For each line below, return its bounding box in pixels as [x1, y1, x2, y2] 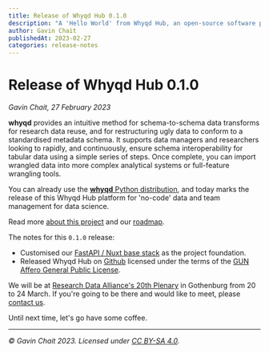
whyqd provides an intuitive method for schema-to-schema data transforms [8, 118, 260, 128]
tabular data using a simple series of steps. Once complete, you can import [8, 152, 256, 162]
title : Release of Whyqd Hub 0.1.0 [8, 11, 127, 20]
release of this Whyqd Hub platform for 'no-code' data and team [8, 193, 221, 203]
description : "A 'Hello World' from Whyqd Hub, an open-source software [8, 19, 256, 27]
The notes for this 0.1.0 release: [8, 233, 115, 243]
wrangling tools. [8, 169, 62, 179]
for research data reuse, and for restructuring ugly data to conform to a [8, 126, 243, 136]
